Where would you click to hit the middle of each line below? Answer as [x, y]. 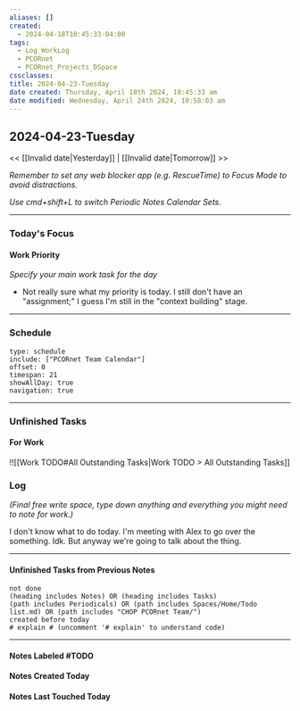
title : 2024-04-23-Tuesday [59, 84]
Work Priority [35, 254]
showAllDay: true [42, 383]
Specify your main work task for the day [83, 275]
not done [25, 589]
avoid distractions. [43, 185]
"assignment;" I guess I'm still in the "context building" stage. [135, 302]
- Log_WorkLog [43, 51]
